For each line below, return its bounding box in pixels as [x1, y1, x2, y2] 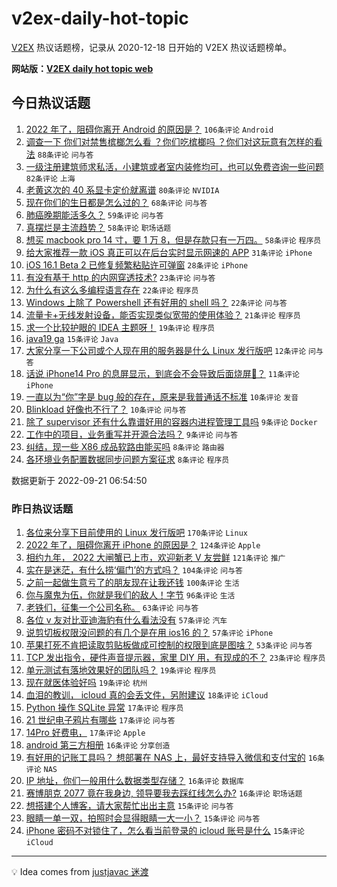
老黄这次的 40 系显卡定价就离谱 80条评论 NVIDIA [25, 183, 220, 196]
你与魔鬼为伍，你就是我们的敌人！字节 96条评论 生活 [25, 589, 236, 601]
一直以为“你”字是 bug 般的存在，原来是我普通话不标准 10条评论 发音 [25, 390, 299, 402]
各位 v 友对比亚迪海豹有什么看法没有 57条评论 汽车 [25, 614, 228, 626]
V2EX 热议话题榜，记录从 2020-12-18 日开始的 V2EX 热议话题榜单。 [11, 41, 293, 53]
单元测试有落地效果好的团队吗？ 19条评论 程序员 [25, 664, 217, 676]
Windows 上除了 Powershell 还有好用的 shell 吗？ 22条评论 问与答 [25, 296, 288, 308]
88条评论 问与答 [37, 150, 94, 160]
